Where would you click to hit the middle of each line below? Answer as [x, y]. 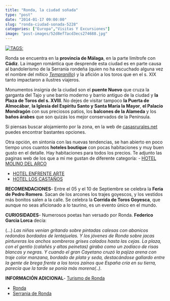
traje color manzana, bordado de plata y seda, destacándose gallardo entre [85, 257]
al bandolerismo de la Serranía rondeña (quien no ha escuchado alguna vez [84, 69]
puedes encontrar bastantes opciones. [46, 132]
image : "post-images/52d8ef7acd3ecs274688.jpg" [57, 34]
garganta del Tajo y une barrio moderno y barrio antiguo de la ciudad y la [82, 95]
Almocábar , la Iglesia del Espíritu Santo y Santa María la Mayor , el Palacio [84, 106]
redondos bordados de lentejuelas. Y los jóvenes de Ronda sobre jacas [80, 236]
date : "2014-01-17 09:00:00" [36, 19]
